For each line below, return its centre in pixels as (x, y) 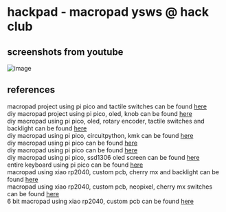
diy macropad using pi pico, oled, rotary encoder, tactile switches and (106, 121)
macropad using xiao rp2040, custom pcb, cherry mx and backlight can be (113, 172)
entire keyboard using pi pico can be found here (75, 165)
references (31, 90)
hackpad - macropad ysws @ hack (108, 12)
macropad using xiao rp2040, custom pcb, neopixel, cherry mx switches (110, 187)
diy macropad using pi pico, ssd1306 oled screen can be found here (103, 157)
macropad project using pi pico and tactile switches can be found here (107, 106)
